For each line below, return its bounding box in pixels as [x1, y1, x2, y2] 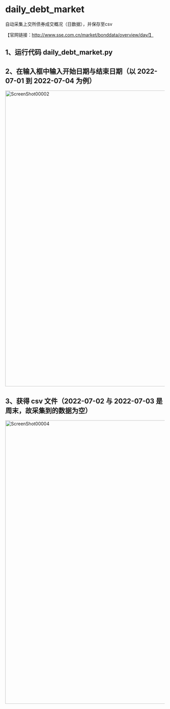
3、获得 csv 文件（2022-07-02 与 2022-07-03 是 [5, 397, 163, 405]
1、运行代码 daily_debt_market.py [5, 48, 113, 57]
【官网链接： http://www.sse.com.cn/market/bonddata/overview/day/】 [5, 31, 154, 38]
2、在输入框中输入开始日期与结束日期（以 [5, 67, 136, 76]
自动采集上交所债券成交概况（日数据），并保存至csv [5, 21, 113, 27]
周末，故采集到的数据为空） [5, 406, 92, 415]
